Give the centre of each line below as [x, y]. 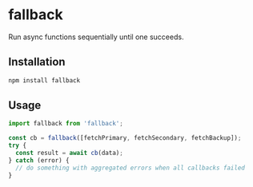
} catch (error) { [39, 160]
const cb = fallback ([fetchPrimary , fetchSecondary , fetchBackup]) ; [125, 138]
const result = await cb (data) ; [70, 153]
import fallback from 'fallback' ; [66, 124]
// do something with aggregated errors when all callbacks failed [131, 168]
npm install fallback [44, 80]
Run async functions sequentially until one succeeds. [96, 37]
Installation [37, 62]
